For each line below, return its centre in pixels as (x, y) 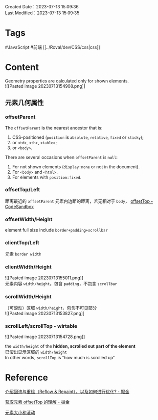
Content (22, 67)
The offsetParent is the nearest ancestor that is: (54, 128)
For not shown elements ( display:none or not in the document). (76, 167)
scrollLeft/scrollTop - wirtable (41, 326)
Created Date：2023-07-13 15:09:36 (42, 7)
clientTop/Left (22, 243)
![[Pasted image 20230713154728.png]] (45, 337)
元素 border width (23, 254)
